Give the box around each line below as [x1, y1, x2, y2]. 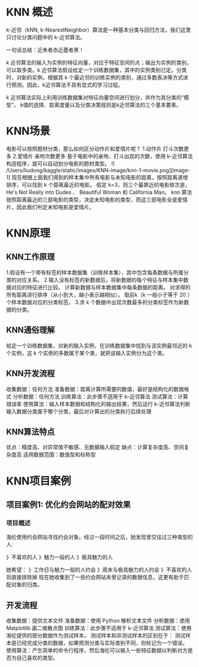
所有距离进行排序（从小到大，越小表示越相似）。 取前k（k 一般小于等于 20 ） [6, 291, 193, 298]
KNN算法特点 [6, 426, 55, 437]
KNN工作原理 [6, 252, 55, 262]
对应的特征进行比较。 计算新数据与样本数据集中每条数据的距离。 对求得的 [11, 284, 191, 291]
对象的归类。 [11, 581, 43, 589]
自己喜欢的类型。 [16, 655, 58, 661]
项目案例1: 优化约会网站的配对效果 [6, 499, 131, 509]
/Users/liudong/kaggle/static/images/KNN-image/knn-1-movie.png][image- [6, 166, 191, 174]
